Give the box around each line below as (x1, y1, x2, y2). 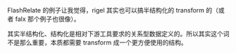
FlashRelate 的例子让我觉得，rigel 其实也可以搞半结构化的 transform (7, 6, 205, 14)
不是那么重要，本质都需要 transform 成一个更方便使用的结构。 (7, 38, 188, 47)
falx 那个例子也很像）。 (15, 15, 80, 23)
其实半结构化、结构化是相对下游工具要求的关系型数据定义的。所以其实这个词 (7, 30, 230, 38)
